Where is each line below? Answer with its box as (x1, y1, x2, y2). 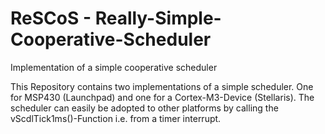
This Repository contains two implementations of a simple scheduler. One (10, 80, 314, 92)
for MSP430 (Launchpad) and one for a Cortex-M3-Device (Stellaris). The (10, 91, 315, 103)
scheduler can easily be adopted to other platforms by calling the (10, 102, 279, 114)
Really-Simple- (94, 7, 222, 30)
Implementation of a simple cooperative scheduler (10, 61, 218, 73)
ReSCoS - (10, 7, 92, 30)
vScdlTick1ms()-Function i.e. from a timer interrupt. (10, 112, 222, 124)
